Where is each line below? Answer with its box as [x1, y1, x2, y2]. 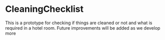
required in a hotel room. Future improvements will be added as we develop [5, 25, 160, 31]
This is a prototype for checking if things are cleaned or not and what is [5, 20, 152, 26]
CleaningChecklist [5, 3, 84, 15]
